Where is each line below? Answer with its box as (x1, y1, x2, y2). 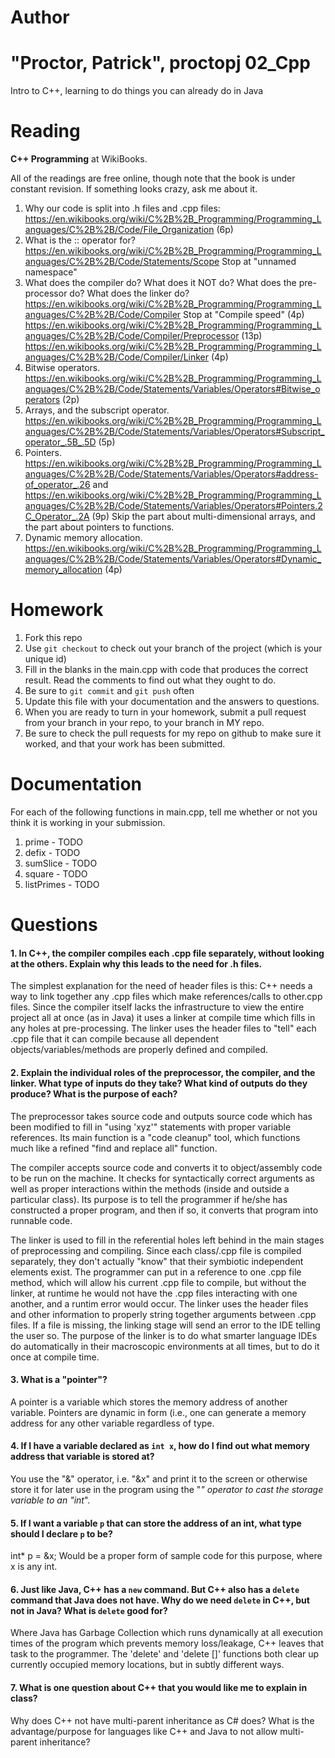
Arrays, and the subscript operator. (24, 404, 170, 416)
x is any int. (10, 1561, 58, 1573)
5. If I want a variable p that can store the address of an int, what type (10, 1517, 302, 1529)
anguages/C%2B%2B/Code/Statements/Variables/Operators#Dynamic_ (24, 553, 322, 565)
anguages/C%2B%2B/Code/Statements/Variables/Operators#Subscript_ (24, 426, 325, 438)
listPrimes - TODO (24, 878, 100, 890)
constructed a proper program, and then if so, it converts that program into (10, 1204, 319, 1216)
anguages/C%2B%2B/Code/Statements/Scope (24, 256, 220, 268)
